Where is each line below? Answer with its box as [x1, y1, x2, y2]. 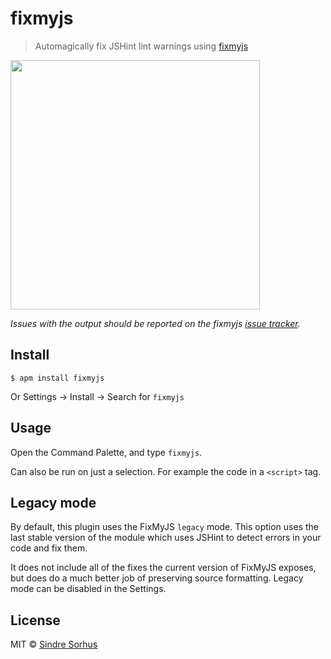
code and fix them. [10, 542, 88, 554]
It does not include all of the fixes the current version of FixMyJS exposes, [10, 562, 317, 574]
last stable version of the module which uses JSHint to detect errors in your [10, 532, 322, 544]
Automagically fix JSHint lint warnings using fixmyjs [34, 40, 249, 52]
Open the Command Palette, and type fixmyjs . [10, 446, 203, 458]
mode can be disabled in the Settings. [10, 583, 167, 595]
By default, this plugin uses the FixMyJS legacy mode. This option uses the [10, 521, 319, 533]
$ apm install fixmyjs [10, 373, 105, 383]
